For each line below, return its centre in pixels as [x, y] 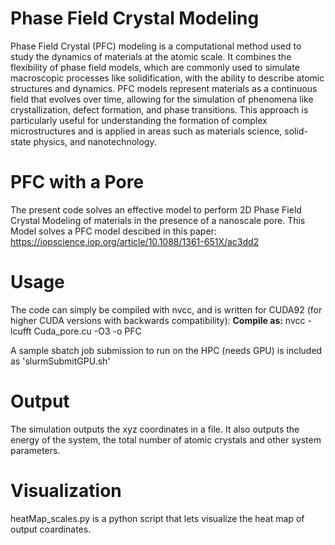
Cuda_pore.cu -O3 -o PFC [87, 331]
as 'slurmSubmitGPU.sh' [60, 361]
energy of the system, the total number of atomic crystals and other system [166, 439]
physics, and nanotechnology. [95, 141]
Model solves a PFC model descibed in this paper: [113, 231]
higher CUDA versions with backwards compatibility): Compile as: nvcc [158, 320]
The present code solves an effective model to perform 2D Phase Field [156, 209]
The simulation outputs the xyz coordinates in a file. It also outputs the [155, 429]
